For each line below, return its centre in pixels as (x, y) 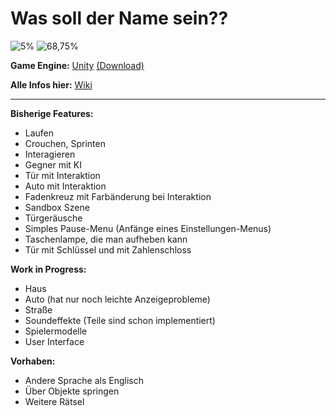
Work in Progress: (48, 269)
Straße (38, 309)
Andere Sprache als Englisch (84, 380)
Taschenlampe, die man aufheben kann (106, 239)
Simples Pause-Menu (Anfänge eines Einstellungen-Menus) (148, 228)
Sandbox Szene (57, 207)
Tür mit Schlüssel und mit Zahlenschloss (108, 249)
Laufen (39, 133)
